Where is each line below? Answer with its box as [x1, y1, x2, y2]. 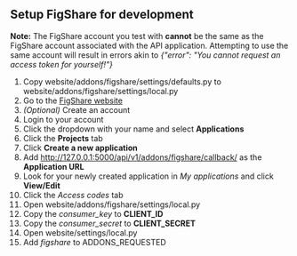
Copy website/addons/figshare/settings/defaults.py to [22, 76, 221, 87]
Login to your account [22, 114, 104, 124]
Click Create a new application [22, 142, 139, 153]
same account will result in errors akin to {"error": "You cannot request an [10, 49, 281, 60]
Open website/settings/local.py [22, 227, 138, 238]
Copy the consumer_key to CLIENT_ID [22, 208, 164, 219]
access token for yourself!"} [10, 59, 114, 69]
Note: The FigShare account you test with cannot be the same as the [10, 30, 264, 41]
